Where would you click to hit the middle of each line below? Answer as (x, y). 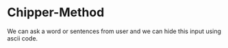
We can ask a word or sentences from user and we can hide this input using (114, 31)
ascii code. (23, 38)
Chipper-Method (56, 13)
